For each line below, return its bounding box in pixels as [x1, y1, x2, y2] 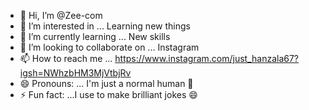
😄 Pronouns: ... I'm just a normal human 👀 [19, 78, 194, 89]
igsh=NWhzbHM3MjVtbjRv [19, 67, 132, 79]
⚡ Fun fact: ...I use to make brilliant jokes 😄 [19, 89, 198, 100]
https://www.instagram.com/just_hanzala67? [114, 53, 300, 64]
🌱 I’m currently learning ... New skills [19, 31, 171, 42]
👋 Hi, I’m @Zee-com [19, 10, 103, 21]
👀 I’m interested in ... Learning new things [19, 20, 191, 32]
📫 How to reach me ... [19, 53, 113, 64]
